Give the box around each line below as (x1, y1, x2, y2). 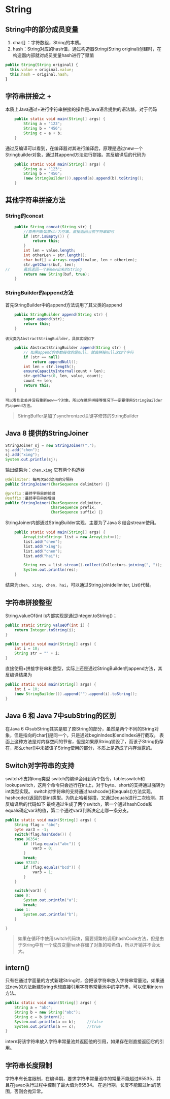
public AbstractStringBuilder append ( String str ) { (14, 345, 126, 350)
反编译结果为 (5, 672, 32, 678)
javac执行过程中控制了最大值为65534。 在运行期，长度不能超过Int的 (14, 1082, 157, 1088)
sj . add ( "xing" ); (5, 452, 40, 457)
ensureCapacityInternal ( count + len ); (23, 369, 106, 374)
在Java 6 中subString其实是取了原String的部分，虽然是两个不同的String (5, 726, 155, 732)
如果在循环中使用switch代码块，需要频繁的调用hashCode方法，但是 (17, 935, 160, 941)
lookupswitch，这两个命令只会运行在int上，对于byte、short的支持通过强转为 (5, 782, 165, 788)
